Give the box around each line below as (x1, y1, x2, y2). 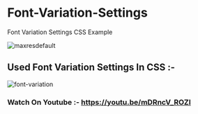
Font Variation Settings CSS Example (7, 28, 113, 36)
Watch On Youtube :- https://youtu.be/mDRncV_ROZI (7, 97, 192, 107)
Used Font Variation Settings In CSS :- (7, 61, 176, 74)
